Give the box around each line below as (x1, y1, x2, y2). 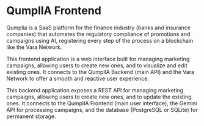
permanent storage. (6, 113, 56, 120)
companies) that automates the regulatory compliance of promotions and (6, 30, 191, 37)
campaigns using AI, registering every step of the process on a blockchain (6, 37, 194, 44)
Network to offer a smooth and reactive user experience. (6, 75, 150, 82)
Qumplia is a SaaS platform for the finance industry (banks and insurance (6, 24, 191, 31)
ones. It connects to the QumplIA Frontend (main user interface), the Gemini (6, 99, 197, 107)
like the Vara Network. (6, 43, 62, 51)
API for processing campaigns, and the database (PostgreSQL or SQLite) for (6, 106, 198, 113)
